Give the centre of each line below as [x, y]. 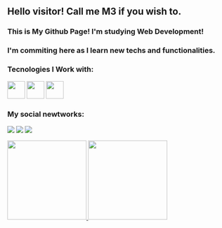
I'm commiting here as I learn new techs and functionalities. [111, 51]
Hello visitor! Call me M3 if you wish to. [94, 12]
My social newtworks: [46, 114]
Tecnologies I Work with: [51, 70]
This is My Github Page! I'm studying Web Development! [106, 32]
